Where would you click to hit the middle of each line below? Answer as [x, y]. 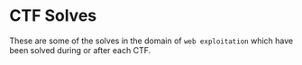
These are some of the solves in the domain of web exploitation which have [151, 41]
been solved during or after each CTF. [80, 50]
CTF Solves [53, 16]
